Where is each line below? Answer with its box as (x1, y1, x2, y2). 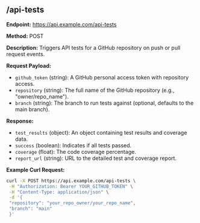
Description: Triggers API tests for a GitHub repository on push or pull (6, 44, 181, 51)
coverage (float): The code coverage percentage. (14, 148, 137, 155)
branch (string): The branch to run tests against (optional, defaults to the (14, 99, 194, 106)
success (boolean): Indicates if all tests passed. (14, 141, 132, 149)
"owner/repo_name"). (14, 93, 69, 100)
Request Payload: (6, 62, 51, 69)
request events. (6, 50, 45, 58)
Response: (6, 117, 34, 124)
